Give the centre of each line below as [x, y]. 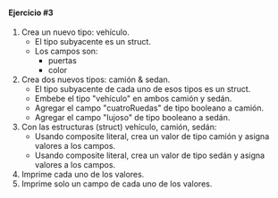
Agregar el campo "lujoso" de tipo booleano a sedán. [132, 118]
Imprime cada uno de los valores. [83, 175]
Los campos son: [66, 51]
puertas [62, 61]
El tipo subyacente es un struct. [93, 42]
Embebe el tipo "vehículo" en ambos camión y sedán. [133, 99]
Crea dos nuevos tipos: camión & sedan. [96, 79]
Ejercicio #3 [31, 12]
